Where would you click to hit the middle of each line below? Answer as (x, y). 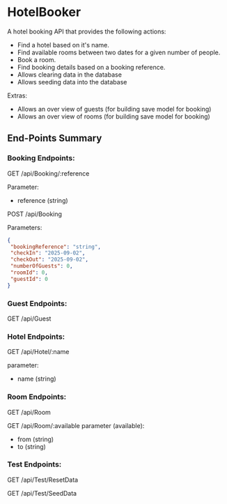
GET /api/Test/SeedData (42, 493)
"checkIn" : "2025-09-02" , (48, 253)
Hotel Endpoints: (36, 337)
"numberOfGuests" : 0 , (41, 266)
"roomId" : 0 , (29, 273)
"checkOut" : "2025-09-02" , (49, 260)
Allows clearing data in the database (69, 75)
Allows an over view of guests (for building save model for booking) (114, 109)
